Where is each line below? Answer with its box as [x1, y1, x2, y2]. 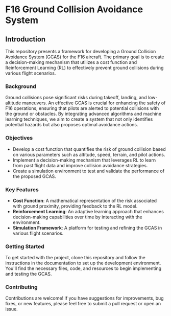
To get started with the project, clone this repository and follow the [5, 255, 145, 261]
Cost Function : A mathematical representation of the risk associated [12, 197, 157, 204]
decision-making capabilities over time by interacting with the [12, 214, 142, 220]
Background [5, 83, 37, 90]
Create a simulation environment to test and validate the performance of [12, 168, 165, 174]
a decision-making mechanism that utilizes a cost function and [5, 59, 137, 65]
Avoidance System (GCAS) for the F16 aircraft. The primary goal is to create [5, 54, 164, 60]
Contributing [5, 284, 38, 291]
